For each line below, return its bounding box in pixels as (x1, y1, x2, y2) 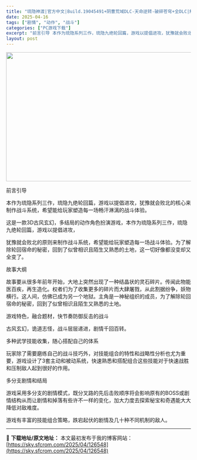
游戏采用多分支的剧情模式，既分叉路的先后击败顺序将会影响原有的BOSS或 (6, 390, 185, 396)
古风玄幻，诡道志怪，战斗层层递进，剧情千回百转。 (6, 325, 130, 332)
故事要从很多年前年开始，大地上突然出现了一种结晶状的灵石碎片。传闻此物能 (6, 279, 191, 285)
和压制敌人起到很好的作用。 (6, 365, 73, 372)
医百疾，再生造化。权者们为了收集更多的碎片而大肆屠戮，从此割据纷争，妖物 (6, 286, 191, 293)
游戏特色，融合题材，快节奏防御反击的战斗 (6, 313, 109, 320)
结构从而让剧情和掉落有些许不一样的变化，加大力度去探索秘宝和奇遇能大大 (11, 397, 191, 404)
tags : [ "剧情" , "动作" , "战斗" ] (6, 19, 80, 25)
